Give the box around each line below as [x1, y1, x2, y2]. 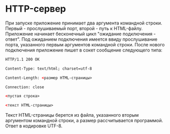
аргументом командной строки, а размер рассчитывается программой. [5, 118, 163, 124]
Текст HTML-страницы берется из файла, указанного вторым [5, 112, 139, 118]
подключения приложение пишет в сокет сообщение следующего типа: [5, 47, 163, 53]
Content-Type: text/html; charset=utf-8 [5, 66, 93, 71]
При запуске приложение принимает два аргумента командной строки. [5, 20, 162, 26]
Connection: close [5, 85, 44, 90]
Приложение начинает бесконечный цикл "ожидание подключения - [5, 31, 156, 37]
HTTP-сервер [5, 3, 66, 15]
